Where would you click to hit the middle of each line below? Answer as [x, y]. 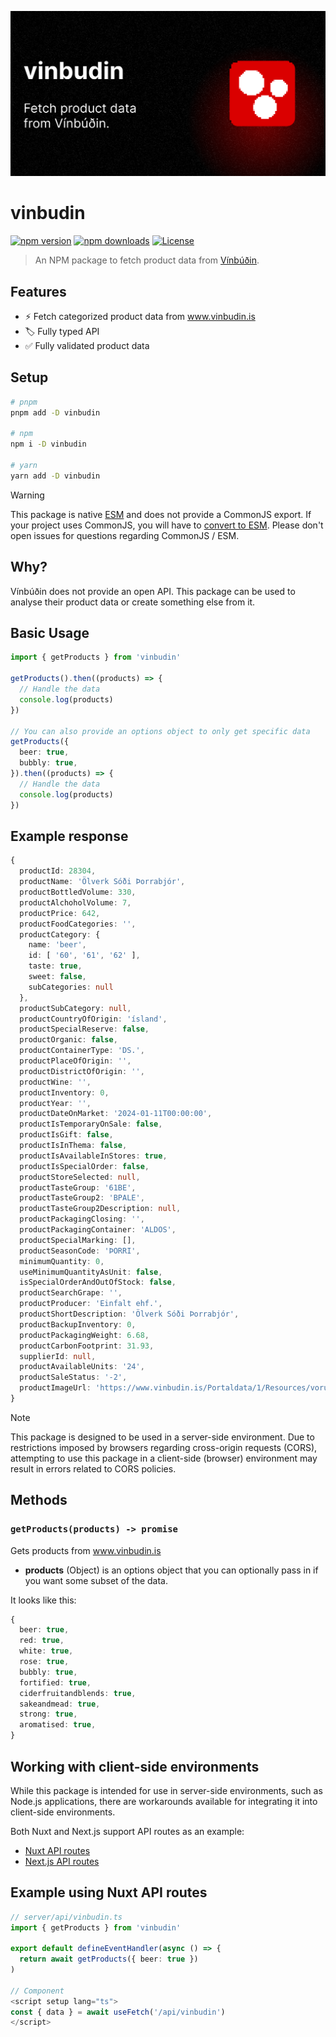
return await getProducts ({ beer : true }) [109, 1959]
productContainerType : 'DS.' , [82, 1051]
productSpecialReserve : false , [84, 1029]
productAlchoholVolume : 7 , [75, 902]
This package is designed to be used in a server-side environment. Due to [162, 1437]
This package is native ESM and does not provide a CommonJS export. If [161, 514]
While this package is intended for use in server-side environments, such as [166, 1790]
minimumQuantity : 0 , [62, 1261]
